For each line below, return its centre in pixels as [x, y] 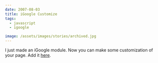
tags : [10, 18]
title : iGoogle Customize [31, 14]
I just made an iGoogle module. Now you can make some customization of [79, 50]
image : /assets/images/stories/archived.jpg [51, 36]
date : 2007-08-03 [23, 9]
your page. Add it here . [28, 55]
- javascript [23, 23]
